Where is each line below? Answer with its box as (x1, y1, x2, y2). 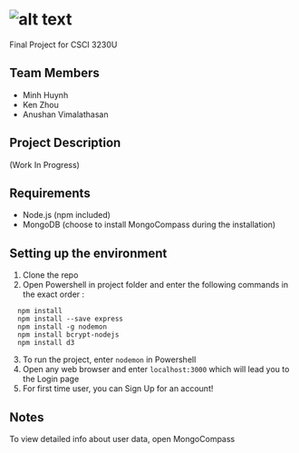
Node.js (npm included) (22, 210, 111, 221)
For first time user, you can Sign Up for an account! (22, 383, 214, 394)
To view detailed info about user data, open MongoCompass (9, 434, 236, 444)
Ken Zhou (22, 99, 59, 110)
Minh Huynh (22, 89, 69, 100)
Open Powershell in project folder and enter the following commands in (22, 280, 289, 291)
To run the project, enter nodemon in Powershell (22, 354, 197, 365)
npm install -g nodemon (17, 322, 107, 331)
